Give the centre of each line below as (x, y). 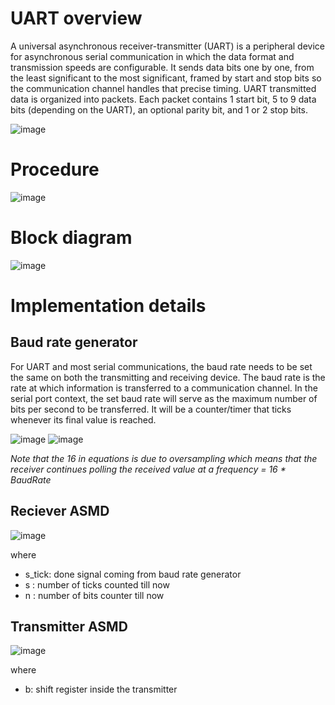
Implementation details (108, 306)
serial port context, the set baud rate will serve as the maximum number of (164, 398)
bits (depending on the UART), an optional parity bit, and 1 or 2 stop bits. (159, 109)
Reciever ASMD (60, 511)
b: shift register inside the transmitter (101, 689)
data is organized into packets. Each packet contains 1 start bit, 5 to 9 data (163, 99)
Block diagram (71, 238)
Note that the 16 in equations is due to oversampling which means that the (164, 458)
